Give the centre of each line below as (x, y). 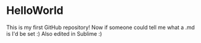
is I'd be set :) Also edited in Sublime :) (54, 33)
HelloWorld (35, 11)
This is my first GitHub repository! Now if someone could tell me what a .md (100, 27)
